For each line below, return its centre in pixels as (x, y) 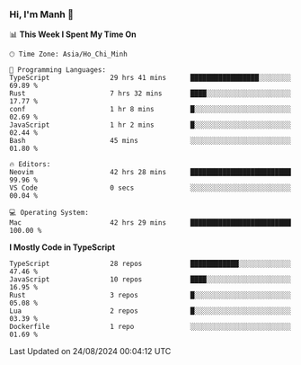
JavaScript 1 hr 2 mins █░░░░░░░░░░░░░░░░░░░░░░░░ (150, 125)
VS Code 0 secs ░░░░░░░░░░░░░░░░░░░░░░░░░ (150, 188)
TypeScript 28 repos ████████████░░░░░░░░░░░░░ (150, 264)
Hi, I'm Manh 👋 (42, 14)
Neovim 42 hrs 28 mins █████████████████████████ (150, 173)
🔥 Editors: (30, 165)
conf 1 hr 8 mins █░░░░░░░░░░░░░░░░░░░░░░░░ (150, 110)
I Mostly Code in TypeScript (62, 247)
